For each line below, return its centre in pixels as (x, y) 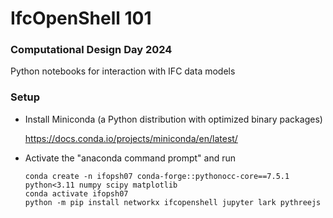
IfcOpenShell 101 (81, 18)
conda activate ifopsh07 (76, 193)
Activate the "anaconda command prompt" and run (130, 158)
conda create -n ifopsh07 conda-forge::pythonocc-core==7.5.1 (157, 176)
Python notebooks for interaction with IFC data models (123, 71)
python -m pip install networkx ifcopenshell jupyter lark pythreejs (173, 202)
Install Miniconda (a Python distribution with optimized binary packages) (173, 119)
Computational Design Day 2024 (91, 50)
